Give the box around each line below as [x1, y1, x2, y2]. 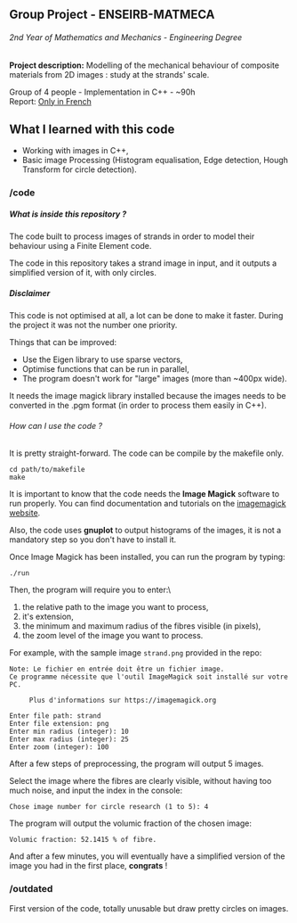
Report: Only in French [9, 95, 92, 106]
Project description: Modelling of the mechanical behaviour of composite [9, 60, 280, 70]
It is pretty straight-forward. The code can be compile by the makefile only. [9, 448, 285, 458]
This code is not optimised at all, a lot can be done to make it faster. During [9, 310, 284, 321]
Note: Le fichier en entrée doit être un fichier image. [9, 664, 225, 674]
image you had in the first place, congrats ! [9, 861, 168, 871]
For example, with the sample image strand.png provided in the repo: [9, 647, 262, 658]
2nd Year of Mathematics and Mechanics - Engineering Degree [9, 31, 243, 43]
